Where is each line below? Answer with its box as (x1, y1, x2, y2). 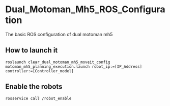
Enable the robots (5, 83, 63, 91)
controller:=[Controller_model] (5, 68, 74, 73)
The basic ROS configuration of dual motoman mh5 (5, 31, 113, 37)
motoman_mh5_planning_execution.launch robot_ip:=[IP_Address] (5, 64, 143, 69)
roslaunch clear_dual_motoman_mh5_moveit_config (5, 60, 110, 65)
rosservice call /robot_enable (5, 96, 72, 101)
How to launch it (5, 46, 58, 55)
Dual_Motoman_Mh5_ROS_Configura (5, 4, 165, 15)
